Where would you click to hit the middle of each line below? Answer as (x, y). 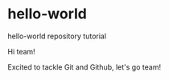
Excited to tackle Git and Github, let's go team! (84, 67)
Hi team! (21, 51)
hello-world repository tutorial (57, 36)
